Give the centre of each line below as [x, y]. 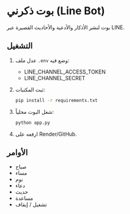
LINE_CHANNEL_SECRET [55, 78]
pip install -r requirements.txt [56, 100]
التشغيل [20, 46]
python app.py [32, 123]
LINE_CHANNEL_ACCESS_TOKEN [65, 72]
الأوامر [17, 152]
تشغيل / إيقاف [31, 205]
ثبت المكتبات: [30, 90]
